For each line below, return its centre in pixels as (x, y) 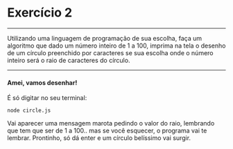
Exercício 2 (40, 13)
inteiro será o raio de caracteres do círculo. (69, 60)
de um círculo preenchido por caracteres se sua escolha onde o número (110, 52)
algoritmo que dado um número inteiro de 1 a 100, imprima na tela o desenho (116, 46)
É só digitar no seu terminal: (47, 98)
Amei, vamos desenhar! (42, 82)
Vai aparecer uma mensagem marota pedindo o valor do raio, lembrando (111, 123)
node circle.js (29, 111)
